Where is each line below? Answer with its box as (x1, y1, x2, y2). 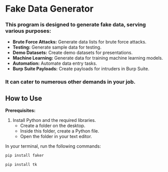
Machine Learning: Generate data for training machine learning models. (12, 55, 163, 61)
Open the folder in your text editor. (20, 134, 92, 140)
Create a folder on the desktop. (20, 122, 86, 129)
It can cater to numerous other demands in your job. (5, 78, 136, 85)
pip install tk (5, 162, 37, 167)
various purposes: (5, 27, 52, 34)
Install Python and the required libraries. (12, 117, 96, 123)
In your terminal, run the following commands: (5, 143, 101, 149)
